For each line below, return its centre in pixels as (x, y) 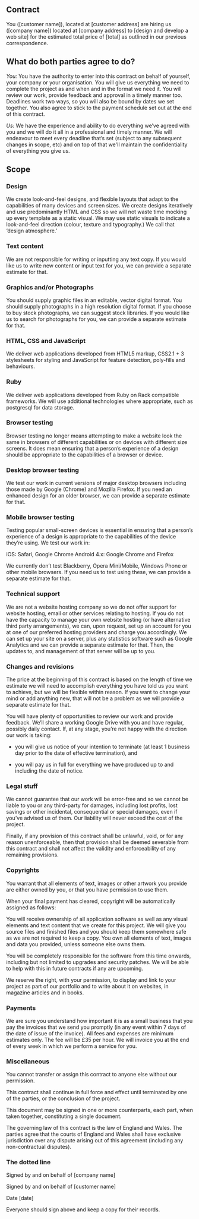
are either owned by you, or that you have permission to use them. (87, 889)
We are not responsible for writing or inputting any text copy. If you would (96, 259)
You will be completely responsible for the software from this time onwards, (99, 956)
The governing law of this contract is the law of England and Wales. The (94, 1128)
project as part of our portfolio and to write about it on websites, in (87, 986)
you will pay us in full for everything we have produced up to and (94, 764)
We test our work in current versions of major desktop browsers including (96, 483)
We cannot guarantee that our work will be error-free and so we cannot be (97, 799)
